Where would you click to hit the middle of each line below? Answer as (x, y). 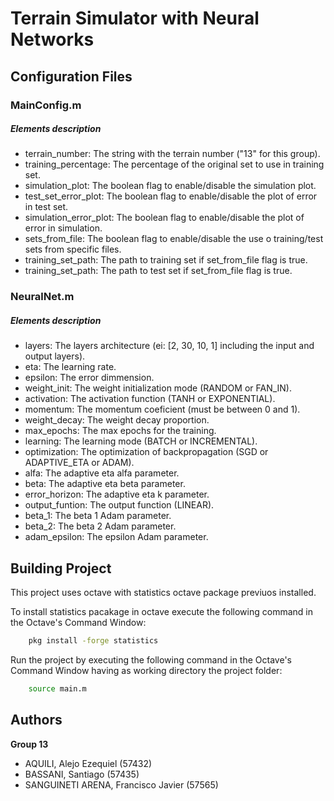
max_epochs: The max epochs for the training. (120, 431)
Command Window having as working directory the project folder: (146, 671)
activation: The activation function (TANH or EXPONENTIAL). (150, 399)
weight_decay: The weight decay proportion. (117, 420)
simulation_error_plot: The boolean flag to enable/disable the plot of (164, 218)
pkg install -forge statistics (93, 641)
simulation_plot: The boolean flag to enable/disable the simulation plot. (170, 186)
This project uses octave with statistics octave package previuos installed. (163, 593)
